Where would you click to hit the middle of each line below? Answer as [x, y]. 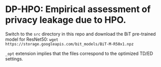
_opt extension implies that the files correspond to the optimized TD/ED [79, 53]
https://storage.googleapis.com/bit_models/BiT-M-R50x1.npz [70, 44]
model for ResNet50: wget [32, 39]
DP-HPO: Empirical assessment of [78, 9]
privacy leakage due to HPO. [66, 20]
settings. [14, 58]
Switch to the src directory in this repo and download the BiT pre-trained [80, 34]
